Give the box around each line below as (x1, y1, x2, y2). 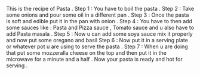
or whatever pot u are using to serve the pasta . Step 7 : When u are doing (6, 43, 188, 50)
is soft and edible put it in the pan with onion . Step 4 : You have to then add (6, 18, 193, 24)
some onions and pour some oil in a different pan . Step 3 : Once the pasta (6, 11, 189, 18)
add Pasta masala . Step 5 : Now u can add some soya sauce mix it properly (6, 30, 193, 37)
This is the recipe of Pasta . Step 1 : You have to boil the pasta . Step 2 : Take (6, 5, 195, 12)
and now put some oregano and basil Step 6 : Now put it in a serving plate (6, 37, 188, 43)
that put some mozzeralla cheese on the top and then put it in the (6, 49, 167, 56)
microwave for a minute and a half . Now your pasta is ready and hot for (6, 56, 183, 62)
